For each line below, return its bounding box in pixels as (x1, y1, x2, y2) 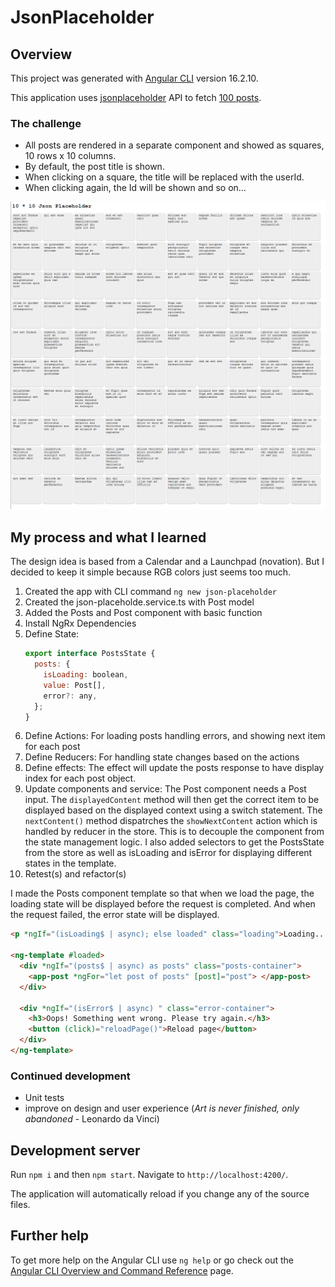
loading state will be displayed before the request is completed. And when (10, 898, 316, 910)
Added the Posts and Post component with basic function (24, 607, 263, 619)
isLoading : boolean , (43, 670, 129, 680)
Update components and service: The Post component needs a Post (24, 783, 307, 795)
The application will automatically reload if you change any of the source (10, 1188, 310, 1200)
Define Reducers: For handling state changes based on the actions (24, 751, 300, 763)
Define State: (24, 628, 80, 640)
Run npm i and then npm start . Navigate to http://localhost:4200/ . (10, 1169, 289, 1181)
